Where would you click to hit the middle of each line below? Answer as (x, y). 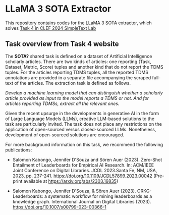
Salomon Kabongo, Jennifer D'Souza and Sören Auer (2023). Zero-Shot (87, 159)
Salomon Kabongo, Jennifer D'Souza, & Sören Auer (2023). (74, 191)
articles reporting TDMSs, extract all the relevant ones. (62, 103)
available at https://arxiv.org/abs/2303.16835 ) (71, 181)
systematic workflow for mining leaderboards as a (100, 196)
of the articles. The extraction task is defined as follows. (73, 83)
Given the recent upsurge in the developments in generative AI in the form (82, 113)
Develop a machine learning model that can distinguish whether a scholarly (84, 93)
